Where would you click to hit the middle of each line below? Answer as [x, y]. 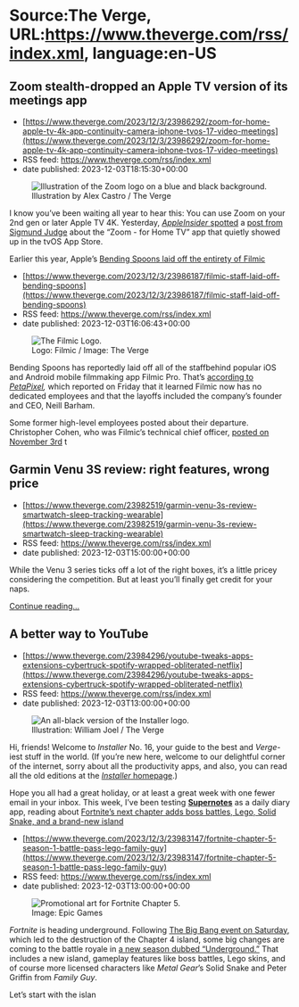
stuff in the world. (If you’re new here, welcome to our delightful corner [155, 756]
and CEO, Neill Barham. [52, 405]
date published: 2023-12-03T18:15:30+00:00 [105, 169]
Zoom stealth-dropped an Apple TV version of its [149, 86]
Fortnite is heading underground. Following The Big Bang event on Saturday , [149, 929]
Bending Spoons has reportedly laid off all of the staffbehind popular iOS [143, 367]
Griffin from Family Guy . [54, 977]
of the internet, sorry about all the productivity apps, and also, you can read [148, 766]
